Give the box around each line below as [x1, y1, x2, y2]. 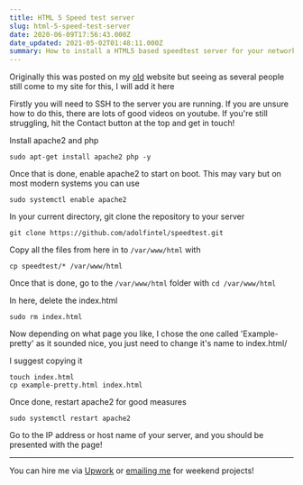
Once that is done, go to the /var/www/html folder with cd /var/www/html [9, 278, 277, 288]
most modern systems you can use [9, 178, 140, 189]
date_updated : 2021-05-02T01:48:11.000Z [9, 38, 164, 48]
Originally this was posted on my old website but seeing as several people [9, 71, 285, 82]
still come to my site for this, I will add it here [9, 81, 175, 92]
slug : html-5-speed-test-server [9, 22, 131, 31]
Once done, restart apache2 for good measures [9, 397, 187, 407]
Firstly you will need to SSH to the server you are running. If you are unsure [9, 98, 289, 109]
